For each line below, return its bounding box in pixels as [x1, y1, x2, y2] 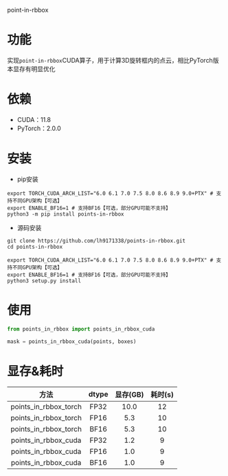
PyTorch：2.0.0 [16, 124, 61, 132]
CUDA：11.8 [16, 115, 52, 123]
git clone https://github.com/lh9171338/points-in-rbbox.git [7, 237, 186, 244]
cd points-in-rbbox [7, 243, 63, 250]
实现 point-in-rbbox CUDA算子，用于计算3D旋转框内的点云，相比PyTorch [7, 56, 213, 64]
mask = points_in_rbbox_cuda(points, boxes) [7, 338, 137, 345]
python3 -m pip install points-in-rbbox [7, 210, 125, 218]
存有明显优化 [19, 65, 56, 73]
